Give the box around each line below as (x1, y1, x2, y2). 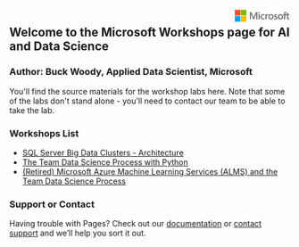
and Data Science (9, 39, 110, 54)
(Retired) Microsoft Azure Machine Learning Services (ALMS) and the (21, 166, 278, 177)
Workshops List (9, 127, 79, 139)
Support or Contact (9, 198, 96, 210)
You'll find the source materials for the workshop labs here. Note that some (9, 86, 286, 96)
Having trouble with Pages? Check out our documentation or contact (9, 218, 262, 229)
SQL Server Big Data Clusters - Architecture (21, 147, 185, 158)
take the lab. (9, 104, 55, 115)
